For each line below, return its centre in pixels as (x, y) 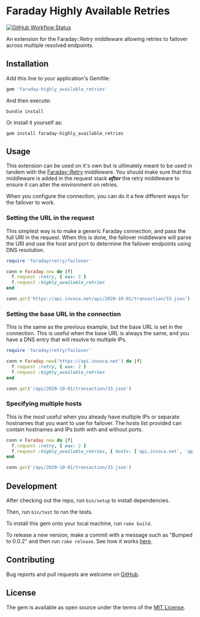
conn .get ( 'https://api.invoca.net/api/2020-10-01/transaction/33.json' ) (98, 299)
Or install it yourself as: (34, 122)
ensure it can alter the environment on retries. (62, 185)
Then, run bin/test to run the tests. (50, 512)
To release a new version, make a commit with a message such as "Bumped (99, 535)
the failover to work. (31, 203)
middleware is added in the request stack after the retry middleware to (93, 178)
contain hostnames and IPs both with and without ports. (75, 429)
